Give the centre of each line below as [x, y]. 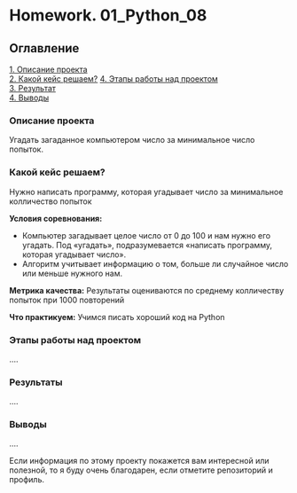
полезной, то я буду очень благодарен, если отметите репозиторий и [141, 470]
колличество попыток [51, 201]
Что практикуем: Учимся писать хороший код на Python [117, 317]
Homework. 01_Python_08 [108, 16]
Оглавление [44, 48]
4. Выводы [29, 98]
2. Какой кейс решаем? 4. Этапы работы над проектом [114, 79]
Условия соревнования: [56, 218]
